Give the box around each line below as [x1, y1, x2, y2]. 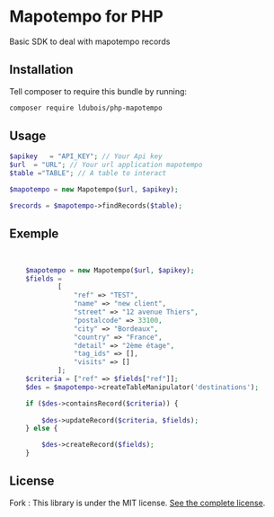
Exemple [9, 227, 59, 242]
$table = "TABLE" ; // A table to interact [9, 169, 167, 178]
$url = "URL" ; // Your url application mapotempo [9, 160, 203, 170]
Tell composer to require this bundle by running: [9, 85, 187, 96]
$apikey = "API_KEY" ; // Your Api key [9, 152, 164, 161]
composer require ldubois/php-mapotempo [9, 103, 164, 112]
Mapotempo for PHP [9, 6, 164, 27]
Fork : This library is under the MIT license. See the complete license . [9, 497, 266, 508]
